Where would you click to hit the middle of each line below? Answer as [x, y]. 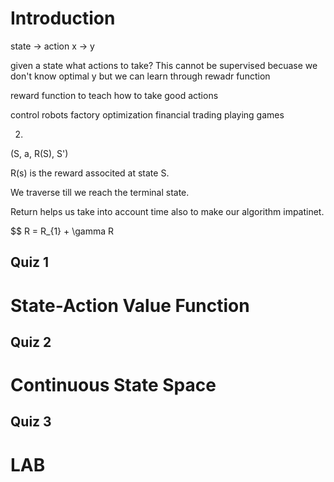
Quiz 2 [31, 342]
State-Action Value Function [130, 305]
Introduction [63, 18]
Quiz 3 [31, 422]
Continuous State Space [113, 385]
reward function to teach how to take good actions [114, 95]
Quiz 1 [30, 262]
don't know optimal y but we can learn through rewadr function [140, 76]
